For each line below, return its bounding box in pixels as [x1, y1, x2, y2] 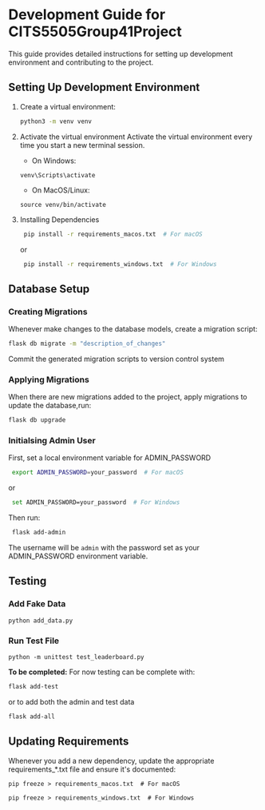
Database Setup [8, 282, 90, 296]
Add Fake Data [8, 598, 66, 609]
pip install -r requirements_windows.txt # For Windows [23, 260, 217, 268]
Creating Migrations [8, 306, 88, 317]
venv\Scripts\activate [19, 171, 96, 179]
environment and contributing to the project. [8, 58, 154, 67]
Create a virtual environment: [19, 101, 116, 111]
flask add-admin [11, 529, 66, 537]
